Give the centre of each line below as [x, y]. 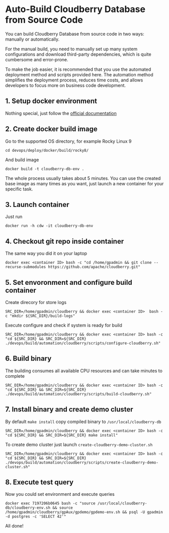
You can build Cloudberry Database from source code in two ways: [75, 34]
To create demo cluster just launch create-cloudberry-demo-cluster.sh [79, 444]
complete [15, 376]
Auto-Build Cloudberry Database [75, 9]
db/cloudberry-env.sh [28, 508]
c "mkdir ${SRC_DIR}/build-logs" [40, 316]
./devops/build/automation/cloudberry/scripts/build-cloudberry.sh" [78, 394]
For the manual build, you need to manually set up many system [71, 49]
